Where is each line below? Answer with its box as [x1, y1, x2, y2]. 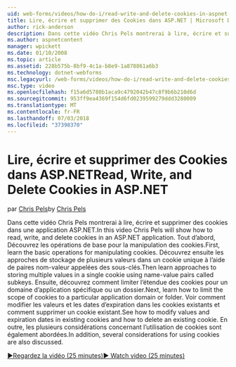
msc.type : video [7, 82, 55, 89]
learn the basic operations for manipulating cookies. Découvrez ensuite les [7, 248, 224, 257]
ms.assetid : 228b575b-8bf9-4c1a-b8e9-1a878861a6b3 [7, 63, 159, 70]
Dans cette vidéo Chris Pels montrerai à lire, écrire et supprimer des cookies [7, 219, 228, 227]
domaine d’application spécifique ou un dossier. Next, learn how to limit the [7, 285, 223, 294]
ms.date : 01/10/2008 [7, 50, 68, 57]
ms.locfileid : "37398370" [7, 121, 83, 129]
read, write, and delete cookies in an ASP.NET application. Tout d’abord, [7, 233, 216, 242]
